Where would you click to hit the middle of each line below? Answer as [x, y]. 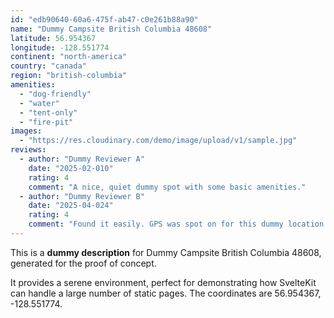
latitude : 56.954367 [53, 38]
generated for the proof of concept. [83, 263]
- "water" [39, 103]
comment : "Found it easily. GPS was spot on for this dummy [156, 224]
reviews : [28, 150]
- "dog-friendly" [55, 94]
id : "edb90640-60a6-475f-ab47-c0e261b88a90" [104, 19]
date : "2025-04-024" [71, 206]
